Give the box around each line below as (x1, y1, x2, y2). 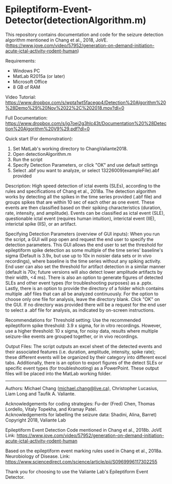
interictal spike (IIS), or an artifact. (5, 220, 77, 227)
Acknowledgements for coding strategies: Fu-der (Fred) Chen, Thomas (5, 400, 155, 407)
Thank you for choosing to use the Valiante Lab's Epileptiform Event (5, 468, 148, 475)
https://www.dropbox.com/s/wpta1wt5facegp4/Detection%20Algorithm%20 (5, 99, 166, 106)
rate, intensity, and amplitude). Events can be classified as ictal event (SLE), (5, 210, 165, 216)
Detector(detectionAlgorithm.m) (5, 14, 147, 26)
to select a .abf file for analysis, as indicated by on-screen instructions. (5, 307, 155, 313)
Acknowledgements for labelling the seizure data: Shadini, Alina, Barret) (5, 411, 157, 417)
